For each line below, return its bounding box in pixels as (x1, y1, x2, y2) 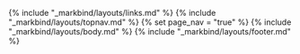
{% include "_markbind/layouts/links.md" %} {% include (8, 8, 216, 18)
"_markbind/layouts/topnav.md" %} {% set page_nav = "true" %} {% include (8, 17, 292, 27)
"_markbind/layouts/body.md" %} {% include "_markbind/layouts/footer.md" (8, 27, 291, 36)
